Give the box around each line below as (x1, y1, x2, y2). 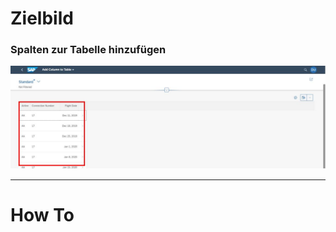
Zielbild (10, 7, 74, 30)
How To (10, 204, 75, 227)
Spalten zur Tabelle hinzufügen (10, 43, 167, 57)
